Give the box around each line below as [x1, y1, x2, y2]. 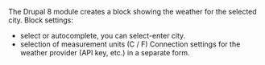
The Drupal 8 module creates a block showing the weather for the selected [8, 7, 258, 16]
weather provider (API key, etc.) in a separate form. [19, 48, 191, 57]
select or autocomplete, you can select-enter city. [19, 31, 186, 40]
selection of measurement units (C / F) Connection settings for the [19, 39, 241, 49]
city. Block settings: [8, 15, 74, 25]
